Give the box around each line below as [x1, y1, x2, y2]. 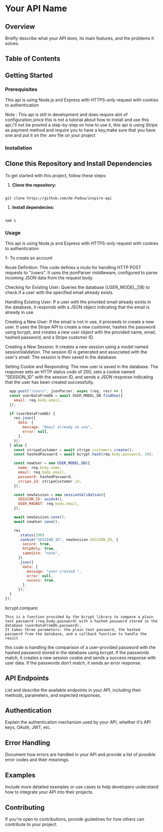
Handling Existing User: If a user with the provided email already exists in [5, 299, 151, 305]
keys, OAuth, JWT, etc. [5, 725, 51, 730]
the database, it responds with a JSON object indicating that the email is [5, 304, 150, 310]
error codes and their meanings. [5, 757, 70, 763]
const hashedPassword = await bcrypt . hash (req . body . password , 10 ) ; [14, 452, 153, 457]
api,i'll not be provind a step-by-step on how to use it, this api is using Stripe [5, 122, 158, 128]
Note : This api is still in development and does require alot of [5, 112, 128, 118]
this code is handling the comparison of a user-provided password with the [5, 644, 156, 650]
